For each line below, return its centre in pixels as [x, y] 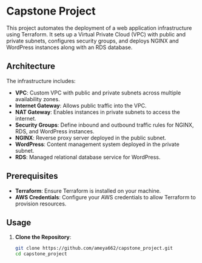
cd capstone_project [41, 254]
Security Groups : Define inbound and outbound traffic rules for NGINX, [104, 125]
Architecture [31, 66]
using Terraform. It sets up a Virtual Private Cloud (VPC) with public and [96, 34]
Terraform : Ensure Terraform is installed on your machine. [88, 191]
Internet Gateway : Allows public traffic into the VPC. [81, 105]
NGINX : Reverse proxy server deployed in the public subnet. [91, 138]
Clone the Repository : [43, 237]
